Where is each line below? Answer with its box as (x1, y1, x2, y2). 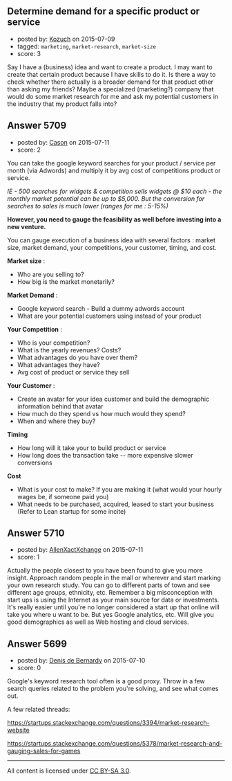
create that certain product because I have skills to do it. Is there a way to (7, 70, 216, 78)
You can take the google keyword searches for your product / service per (7, 159, 216, 167)
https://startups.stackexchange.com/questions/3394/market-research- (7, 719, 211, 727)
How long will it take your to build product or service (17, 443, 166, 452)
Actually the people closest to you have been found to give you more (7, 566, 203, 575)
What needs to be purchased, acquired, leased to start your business (17, 500, 214, 508)
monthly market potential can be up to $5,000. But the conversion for (7, 194, 205, 203)
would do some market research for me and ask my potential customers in (7, 92, 219, 100)
